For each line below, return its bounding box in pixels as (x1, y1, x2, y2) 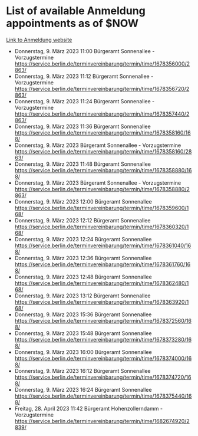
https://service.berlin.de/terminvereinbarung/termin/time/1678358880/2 (14, 185, 190, 192)
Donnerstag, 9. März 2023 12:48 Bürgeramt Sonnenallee (14, 273, 152, 280)
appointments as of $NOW (6, 17, 139, 30)
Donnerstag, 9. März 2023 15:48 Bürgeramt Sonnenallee (14, 329, 152, 337)
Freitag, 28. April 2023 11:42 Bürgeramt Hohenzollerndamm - (14, 405, 163, 412)
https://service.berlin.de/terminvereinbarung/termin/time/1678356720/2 (14, 85, 190, 92)
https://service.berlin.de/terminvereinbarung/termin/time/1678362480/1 (14, 279, 189, 287)
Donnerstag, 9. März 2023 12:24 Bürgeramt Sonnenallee (14, 235, 152, 242)
